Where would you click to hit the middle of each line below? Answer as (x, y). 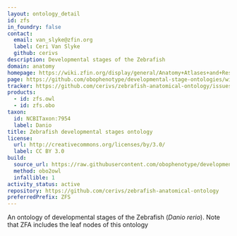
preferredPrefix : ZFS (39, 197)
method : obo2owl (37, 171)
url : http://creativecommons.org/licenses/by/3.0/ (90, 145)
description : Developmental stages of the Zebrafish (86, 60)
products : (22, 92)
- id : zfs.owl (34, 99)
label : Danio (33, 125)
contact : (20, 33)
